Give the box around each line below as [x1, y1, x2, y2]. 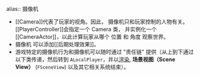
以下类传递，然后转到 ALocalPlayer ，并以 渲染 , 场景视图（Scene [15, 56, 176, 63]
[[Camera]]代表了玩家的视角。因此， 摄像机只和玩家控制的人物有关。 [15, 18, 188, 25]
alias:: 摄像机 [6, 5, 38, 12]
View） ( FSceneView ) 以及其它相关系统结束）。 [15, 63, 129, 71]
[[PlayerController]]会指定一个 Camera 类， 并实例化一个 [15, 26, 157, 33]
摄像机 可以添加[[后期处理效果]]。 [15, 41, 100, 48]
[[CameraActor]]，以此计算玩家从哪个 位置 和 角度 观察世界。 [15, 33, 169, 40]
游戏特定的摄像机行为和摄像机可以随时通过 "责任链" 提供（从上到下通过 [15, 48, 194, 55]
